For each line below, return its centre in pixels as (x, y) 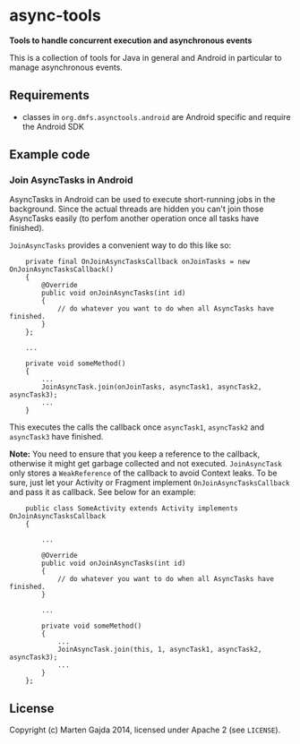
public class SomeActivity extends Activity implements (132, 509)
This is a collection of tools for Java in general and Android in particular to (146, 57)
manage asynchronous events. (66, 67)
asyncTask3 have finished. (56, 437)
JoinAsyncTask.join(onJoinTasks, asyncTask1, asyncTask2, (152, 387)
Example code (50, 154)
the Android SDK (53, 126)
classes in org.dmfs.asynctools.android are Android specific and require (156, 116)
